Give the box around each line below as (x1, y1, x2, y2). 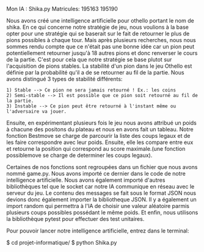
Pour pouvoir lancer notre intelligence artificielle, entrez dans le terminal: (6, 227, 189, 234)
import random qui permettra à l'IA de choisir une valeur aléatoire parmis (6, 203, 189, 209)
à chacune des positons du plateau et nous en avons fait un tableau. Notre (6, 126, 194, 133)
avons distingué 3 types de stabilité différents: (6, 76, 123, 82)
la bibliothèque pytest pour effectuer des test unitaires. (6, 215, 145, 222)
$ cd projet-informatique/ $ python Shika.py (6, 239, 117, 246)
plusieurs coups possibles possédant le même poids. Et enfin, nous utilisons (6, 209, 199, 216)
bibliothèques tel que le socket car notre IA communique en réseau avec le (6, 183, 195, 190)
